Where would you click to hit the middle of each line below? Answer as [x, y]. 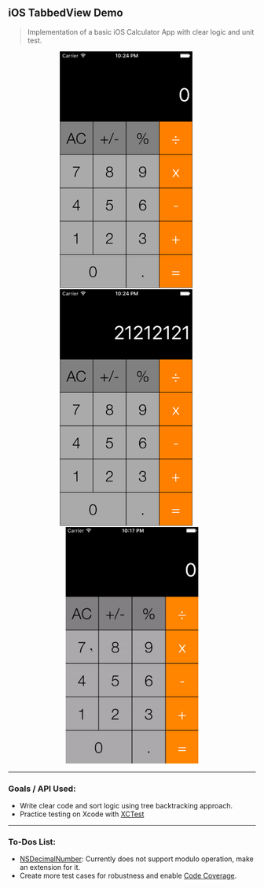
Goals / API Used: [42, 789]
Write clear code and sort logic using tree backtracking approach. [126, 806]
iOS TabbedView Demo [66, 13]
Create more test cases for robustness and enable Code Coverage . [128, 876]
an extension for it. [50, 868]
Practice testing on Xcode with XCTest [82, 814]
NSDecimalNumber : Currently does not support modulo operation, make [136, 859]
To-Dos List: [32, 842]
